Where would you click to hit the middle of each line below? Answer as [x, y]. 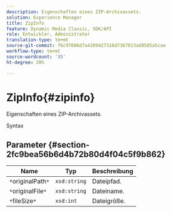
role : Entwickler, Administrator [48, 34]
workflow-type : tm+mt [33, 51]
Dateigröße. [109, 201]
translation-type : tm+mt [37, 40]
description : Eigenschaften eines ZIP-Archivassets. [74, 12]
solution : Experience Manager [44, 17]
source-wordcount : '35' [36, 57]
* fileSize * [23, 201]
